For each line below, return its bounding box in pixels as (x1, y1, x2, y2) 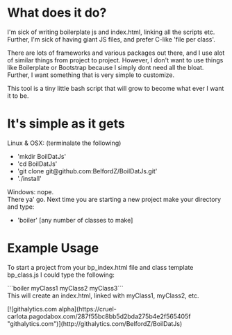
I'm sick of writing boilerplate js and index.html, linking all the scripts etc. (7, 28, 215, 36)
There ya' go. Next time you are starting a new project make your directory (7, 195, 221, 203)
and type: (7, 203, 35, 211)
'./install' (17, 174, 42, 182)
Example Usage (7, 241, 99, 256)
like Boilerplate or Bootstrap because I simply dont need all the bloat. (7, 63, 204, 71)
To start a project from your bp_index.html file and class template (7, 263, 194, 271)
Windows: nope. (7, 187, 54, 196)
